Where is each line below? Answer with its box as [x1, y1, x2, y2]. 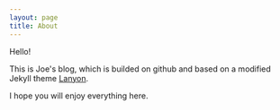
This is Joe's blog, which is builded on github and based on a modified [9, 63, 272, 74]
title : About [9, 21, 59, 30]
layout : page [9, 13, 59, 22]
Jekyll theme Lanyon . [9, 72, 89, 83]
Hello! [9, 46, 32, 56]
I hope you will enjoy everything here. [9, 90, 149, 101]
